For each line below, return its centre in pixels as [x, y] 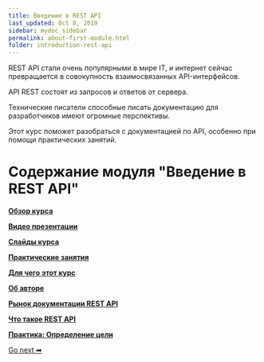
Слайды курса [34, 242]
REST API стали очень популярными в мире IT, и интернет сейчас [120, 68]
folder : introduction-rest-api [60, 45]
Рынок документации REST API [63, 304]
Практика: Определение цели [61, 335]
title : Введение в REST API [55, 16]
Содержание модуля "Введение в [127, 172]
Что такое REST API [42, 319]
